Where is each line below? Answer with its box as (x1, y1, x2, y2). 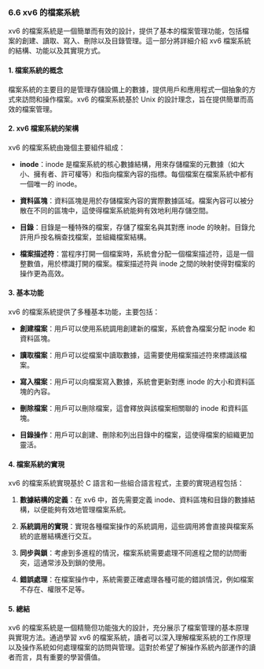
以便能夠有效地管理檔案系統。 (33, 505, 130, 515)
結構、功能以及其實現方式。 (14, 46, 104, 56)
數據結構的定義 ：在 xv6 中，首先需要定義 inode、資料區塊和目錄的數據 (19, 495, 249, 505)
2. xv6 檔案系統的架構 (8, 124, 79, 133)
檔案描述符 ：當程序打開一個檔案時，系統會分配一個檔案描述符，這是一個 (19, 249, 254, 258)
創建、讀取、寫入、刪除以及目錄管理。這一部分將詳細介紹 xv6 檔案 (21, 36, 238, 46)
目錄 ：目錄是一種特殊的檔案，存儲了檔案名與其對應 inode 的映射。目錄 (19, 222, 249, 231)
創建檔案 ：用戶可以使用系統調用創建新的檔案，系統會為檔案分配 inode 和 (19, 323, 255, 333)
